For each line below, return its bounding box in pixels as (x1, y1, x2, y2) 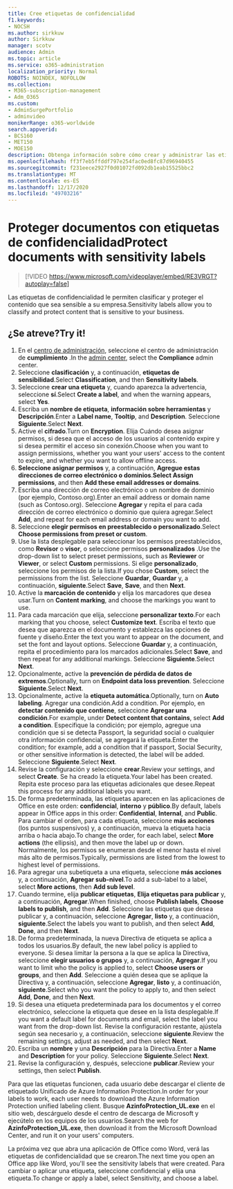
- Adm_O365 (8, 94, 39, 101)
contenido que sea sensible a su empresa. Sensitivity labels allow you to (8, 300, 212, 308)
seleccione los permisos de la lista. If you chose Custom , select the (17, 566, 209, 575)
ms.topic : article (8, 55, 61, 62)
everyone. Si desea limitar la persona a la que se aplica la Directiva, (17, 948, 210, 957)
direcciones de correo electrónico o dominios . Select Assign (17, 471, 194, 479)
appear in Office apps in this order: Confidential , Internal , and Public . (17, 809, 218, 817)
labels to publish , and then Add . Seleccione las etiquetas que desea (17, 904, 214, 913)
